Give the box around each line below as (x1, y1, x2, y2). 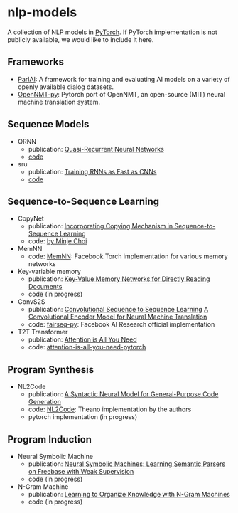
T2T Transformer (17, 328, 68, 337)
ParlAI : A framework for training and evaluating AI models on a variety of (17, 75, 230, 83)
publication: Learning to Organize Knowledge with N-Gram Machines (28, 490, 231, 498)
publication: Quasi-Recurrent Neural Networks (28, 144, 165, 153)
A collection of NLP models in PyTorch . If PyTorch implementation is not (7, 28, 218, 36)
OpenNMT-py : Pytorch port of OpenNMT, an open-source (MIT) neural (17, 90, 226, 98)
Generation (28, 398, 62, 406)
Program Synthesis (7, 364, 94, 376)
